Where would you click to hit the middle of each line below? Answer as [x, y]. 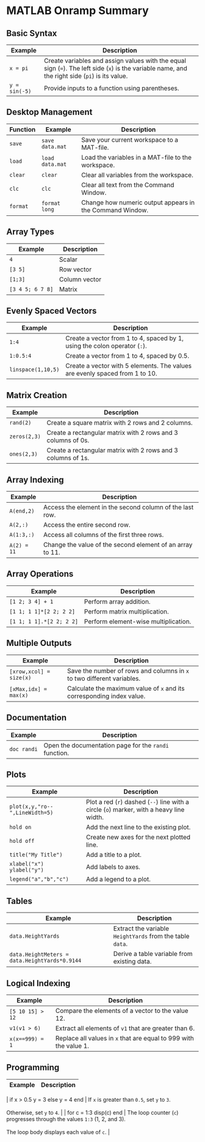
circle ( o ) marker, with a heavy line [135, 810]
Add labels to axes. [113, 867]
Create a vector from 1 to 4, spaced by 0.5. [127, 356]
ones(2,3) [23, 454]
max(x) [19, 695]
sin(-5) [20, 91]
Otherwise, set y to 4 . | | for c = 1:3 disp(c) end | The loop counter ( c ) [92, 1112]
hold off [22, 841]
